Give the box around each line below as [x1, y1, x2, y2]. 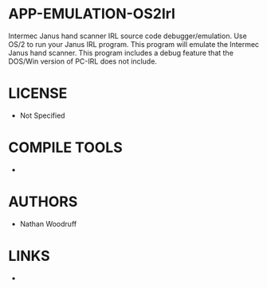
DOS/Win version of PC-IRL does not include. [8, 56, 158, 66]
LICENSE [8, 84, 68, 103]
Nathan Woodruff [19, 219, 77, 228]
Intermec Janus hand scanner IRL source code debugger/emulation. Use [8, 31, 247, 41]
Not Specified [19, 111, 65, 120]
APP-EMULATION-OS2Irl [8, 5, 175, 23]
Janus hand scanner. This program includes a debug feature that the [8, 48, 234, 57]
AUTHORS [8, 193, 78, 211]
